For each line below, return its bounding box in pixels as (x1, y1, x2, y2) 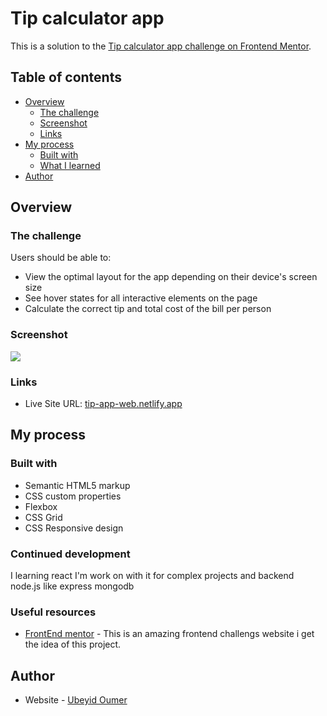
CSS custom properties (24, 490, 122, 502)
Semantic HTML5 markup (24, 479, 131, 491)
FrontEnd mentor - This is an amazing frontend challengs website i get (24, 628, 315, 640)
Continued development (10, 547, 131, 561)
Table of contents (10, 69, 122, 86)
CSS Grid (24, 511, 63, 523)
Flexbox (24, 500, 58, 512)
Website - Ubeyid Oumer (24, 694, 128, 706)
